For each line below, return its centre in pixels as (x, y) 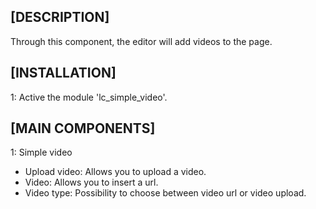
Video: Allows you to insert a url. (91, 182)
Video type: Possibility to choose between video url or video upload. (165, 193)
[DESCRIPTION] (60, 17)
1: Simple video (41, 152)
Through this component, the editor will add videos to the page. (141, 41)
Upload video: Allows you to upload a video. (115, 172)
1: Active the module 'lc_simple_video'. (89, 97)
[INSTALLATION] (63, 73)
